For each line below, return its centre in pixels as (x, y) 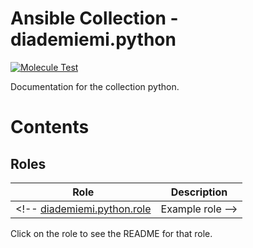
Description (199, 192)
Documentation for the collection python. (95, 86)
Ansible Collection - (94, 18)
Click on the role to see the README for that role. (111, 233)
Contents (50, 127)
